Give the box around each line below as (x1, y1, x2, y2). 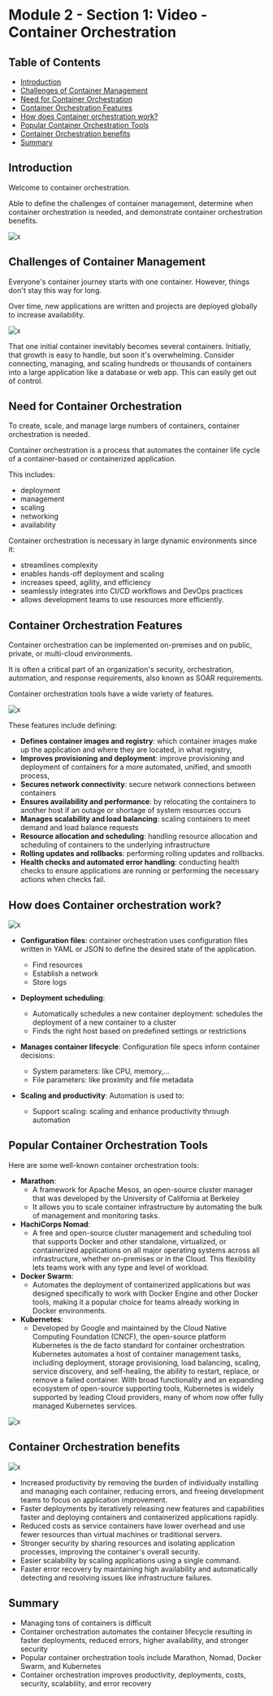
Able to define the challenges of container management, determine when (8, 198, 253, 208)
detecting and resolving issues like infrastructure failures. (19, 1572, 213, 1582)
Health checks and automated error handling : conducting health (19, 857, 240, 868)
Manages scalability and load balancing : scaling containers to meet (19, 814, 250, 824)
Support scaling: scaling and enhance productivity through (32, 1107, 230, 1117)
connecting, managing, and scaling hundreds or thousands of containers (8, 358, 252, 368)
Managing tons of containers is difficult (19, 1618, 152, 1628)
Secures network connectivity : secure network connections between (19, 780, 256, 789)
